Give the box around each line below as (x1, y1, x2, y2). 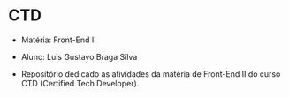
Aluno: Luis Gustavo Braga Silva (20, 51, 138, 62)
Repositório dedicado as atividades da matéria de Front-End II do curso (20, 68, 281, 79)
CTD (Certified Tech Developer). (20, 78, 140, 88)
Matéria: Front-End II (20, 34, 96, 45)
